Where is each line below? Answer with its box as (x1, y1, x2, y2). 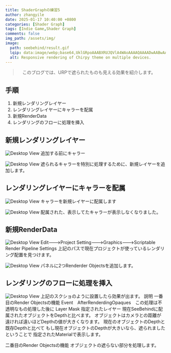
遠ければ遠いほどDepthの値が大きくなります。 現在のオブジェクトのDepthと (5, 319, 165, 325)
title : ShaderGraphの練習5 (5, 7, 60, 13)
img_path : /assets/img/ (5, 36, 56, 41)
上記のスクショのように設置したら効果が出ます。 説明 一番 (40, 293, 163, 300)
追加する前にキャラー (40, 150, 85, 156)
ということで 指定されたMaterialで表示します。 (5, 332, 103, 338)
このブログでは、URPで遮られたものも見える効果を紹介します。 (22, 69, 156, 75)
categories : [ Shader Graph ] (5, 21, 65, 27)
